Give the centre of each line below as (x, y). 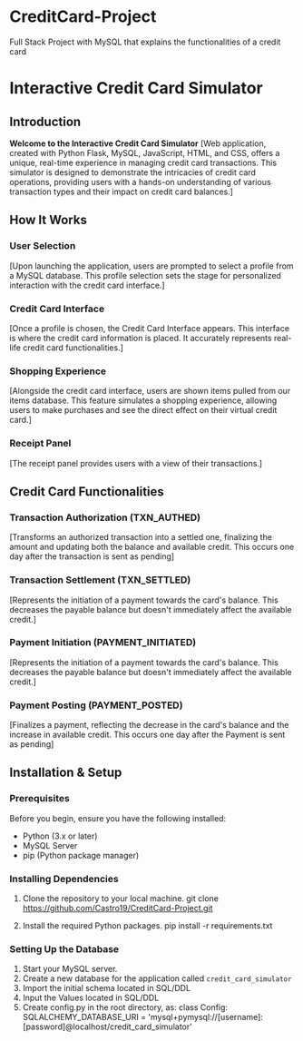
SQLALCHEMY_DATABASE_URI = (84, 1017)
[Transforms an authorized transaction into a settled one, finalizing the (141, 537)
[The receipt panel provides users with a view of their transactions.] (136, 463)
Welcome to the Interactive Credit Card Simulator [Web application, (138, 143)
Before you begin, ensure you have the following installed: (118, 818)
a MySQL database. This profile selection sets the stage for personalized (145, 275)
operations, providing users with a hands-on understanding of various (140, 182)
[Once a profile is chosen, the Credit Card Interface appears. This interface (150, 328)
